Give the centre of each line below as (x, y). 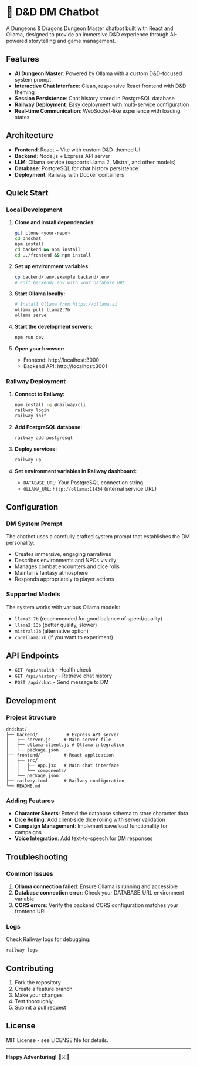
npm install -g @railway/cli (50, 405)
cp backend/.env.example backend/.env (62, 277)
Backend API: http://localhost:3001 (65, 366)
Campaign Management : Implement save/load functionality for (91, 826)
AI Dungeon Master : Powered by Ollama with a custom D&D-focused (98, 73)
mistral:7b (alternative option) (52, 631)
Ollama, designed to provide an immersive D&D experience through (87, 34)
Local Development (34, 210)
